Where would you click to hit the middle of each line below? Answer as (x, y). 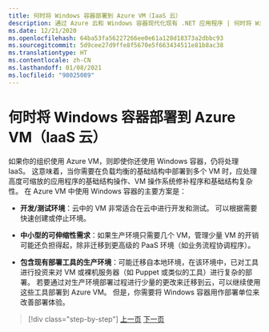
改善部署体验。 (44, 302)
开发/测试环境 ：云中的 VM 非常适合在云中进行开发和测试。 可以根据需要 (139, 208)
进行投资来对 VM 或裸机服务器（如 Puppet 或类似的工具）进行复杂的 (132, 272)
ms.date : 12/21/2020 (43, 30)
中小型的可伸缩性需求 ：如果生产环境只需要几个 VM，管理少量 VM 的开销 (139, 235)
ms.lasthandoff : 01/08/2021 (55, 68)
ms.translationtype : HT (48, 53)
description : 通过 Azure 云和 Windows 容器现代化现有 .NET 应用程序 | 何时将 (130, 23)
